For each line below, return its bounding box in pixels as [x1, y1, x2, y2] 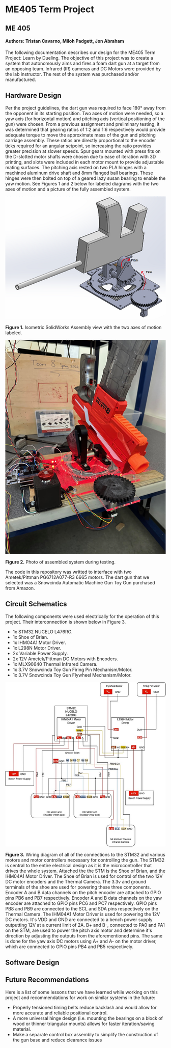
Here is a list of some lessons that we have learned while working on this [5, 989, 158, 995]
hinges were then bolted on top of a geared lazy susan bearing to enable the [5, 175, 166, 181]
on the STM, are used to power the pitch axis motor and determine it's [5, 927, 153, 933]
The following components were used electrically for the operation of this [5, 613, 159, 620]
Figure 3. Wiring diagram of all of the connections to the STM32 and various [5, 851, 165, 857]
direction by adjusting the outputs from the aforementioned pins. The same [5, 932, 163, 938]
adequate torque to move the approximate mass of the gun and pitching [5, 131, 156, 138]
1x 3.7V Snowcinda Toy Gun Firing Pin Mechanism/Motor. [12, 666, 133, 673]
